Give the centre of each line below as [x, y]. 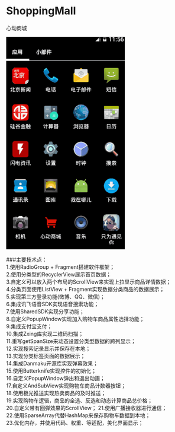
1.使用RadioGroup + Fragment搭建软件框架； [61, 267]
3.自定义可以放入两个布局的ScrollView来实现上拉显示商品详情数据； [89, 282]
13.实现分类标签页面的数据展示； [46, 356]
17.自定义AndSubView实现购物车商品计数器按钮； [66, 385]
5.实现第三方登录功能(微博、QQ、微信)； [56, 296]
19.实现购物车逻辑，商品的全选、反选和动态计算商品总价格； [80, 400]
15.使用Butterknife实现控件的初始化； [51, 371]
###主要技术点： [27, 259]
